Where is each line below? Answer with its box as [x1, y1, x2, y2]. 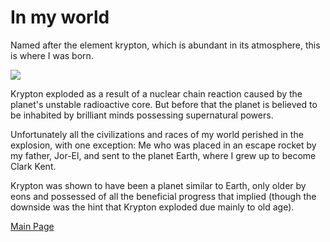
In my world [10, 6, 110, 29]
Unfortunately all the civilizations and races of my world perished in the [10, 128, 304, 140]
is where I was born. [10, 49, 94, 61]
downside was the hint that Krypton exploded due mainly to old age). [10, 201, 295, 213]
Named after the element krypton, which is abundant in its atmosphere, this [10, 39, 321, 51]
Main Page [10, 220, 55, 232]
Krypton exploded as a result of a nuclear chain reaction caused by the [10, 87, 303, 100]
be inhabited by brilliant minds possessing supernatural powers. [10, 109, 274, 121]
